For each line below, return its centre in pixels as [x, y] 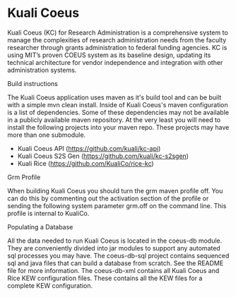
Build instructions [33, 83]
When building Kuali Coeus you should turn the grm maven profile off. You [115, 190]
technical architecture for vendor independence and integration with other [115, 62]
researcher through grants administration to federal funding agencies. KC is [117, 47]
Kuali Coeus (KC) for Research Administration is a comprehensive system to [118, 32]
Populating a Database [40, 226]
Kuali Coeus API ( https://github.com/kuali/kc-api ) [89, 148]
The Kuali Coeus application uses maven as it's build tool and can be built [114, 97]
